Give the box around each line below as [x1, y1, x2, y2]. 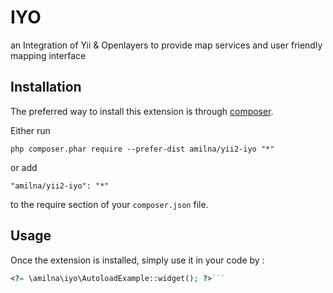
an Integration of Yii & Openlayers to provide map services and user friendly [10, 39, 323, 51]
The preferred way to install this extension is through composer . [10, 105, 274, 117]
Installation [10, 79, 82, 96]
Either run [10, 124, 51, 136]
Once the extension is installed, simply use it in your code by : [10, 254, 265, 266]
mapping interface [10, 49, 87, 61]
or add [10, 161, 38, 173]
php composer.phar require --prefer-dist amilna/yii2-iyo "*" [10, 144, 275, 154]
